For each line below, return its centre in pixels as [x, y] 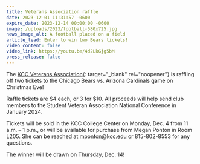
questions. [19, 142]
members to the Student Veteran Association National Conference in [92, 105]
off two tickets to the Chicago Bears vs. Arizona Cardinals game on [90, 80]
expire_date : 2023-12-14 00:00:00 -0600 [58, 23]
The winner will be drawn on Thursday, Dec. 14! [66, 154]
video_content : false [34, 46]
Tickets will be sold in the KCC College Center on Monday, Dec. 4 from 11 [97, 123]
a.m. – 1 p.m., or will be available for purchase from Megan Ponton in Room [99, 130]
